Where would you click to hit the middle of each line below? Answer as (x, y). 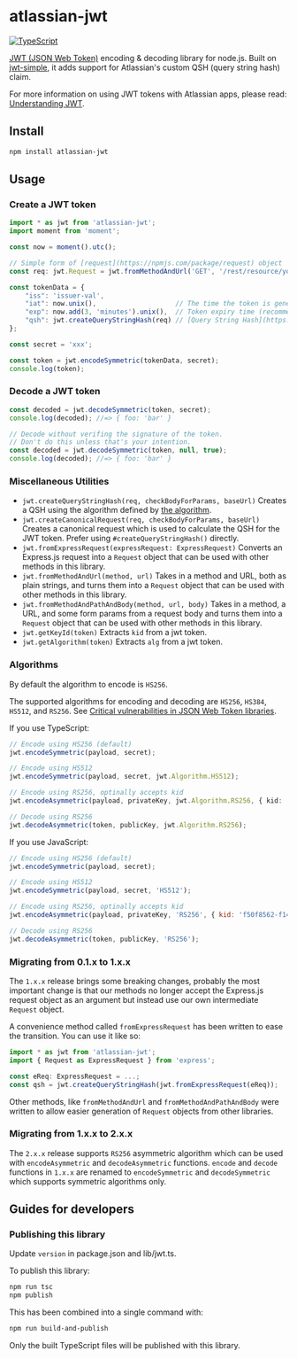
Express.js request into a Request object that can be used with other (145, 557)
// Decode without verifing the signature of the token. (116, 434)
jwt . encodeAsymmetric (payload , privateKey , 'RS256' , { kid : (122, 915)
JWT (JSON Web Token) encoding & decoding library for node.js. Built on (143, 58)
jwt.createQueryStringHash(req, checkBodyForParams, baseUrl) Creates (154, 501)
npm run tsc (31, 1287)
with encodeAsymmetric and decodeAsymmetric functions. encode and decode (144, 1162)
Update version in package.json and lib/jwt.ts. (93, 1254)
